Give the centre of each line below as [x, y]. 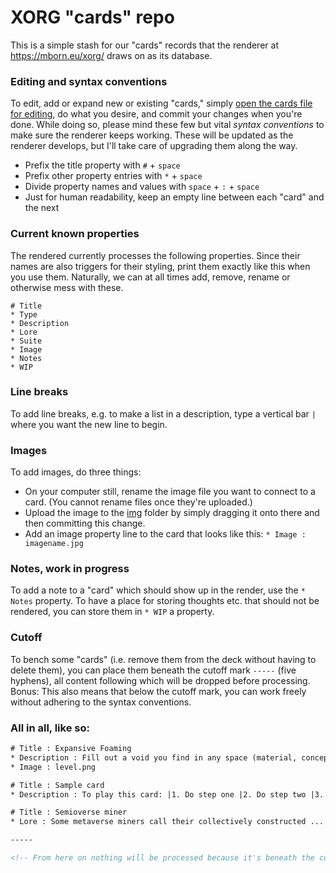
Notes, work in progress [70, 569]
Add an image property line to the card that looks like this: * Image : [165, 534]
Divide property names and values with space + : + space [142, 187]
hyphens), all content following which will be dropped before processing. [160, 680]
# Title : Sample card [57, 785]
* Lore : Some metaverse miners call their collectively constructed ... [167, 822]
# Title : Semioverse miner [69, 812]
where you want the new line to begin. [89, 424]
